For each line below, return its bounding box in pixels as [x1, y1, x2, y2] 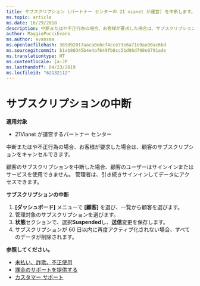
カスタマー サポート [14, 273, 64, 281]
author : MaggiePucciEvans [6, 31, 70, 37]
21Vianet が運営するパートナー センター [14, 130, 112, 138]
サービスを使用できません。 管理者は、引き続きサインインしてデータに [6, 171, 180, 178]
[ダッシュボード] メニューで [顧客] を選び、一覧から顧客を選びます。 [14, 204, 183, 211]
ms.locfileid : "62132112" [6, 70, 70, 76]
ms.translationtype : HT [6, 53, 65, 59]
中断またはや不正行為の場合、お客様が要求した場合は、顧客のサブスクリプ [6, 144, 189, 151]
